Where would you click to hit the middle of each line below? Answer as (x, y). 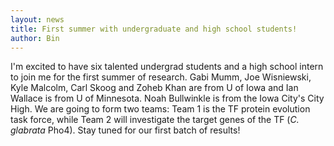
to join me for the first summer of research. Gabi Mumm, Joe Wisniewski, (161, 77)
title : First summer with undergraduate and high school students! (154, 29)
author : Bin (35, 38)
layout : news (37, 19)
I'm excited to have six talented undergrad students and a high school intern (167, 67)
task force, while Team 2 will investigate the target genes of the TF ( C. (155, 120)
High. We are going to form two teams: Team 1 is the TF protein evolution (160, 109)
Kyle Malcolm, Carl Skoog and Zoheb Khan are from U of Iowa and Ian (154, 88)
